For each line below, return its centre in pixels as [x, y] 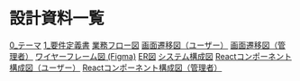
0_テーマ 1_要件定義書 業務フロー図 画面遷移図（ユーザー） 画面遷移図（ [144, 45]
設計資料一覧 [57, 18]
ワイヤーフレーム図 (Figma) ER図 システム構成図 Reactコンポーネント [164, 56]
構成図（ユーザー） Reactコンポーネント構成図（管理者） [116, 67]
